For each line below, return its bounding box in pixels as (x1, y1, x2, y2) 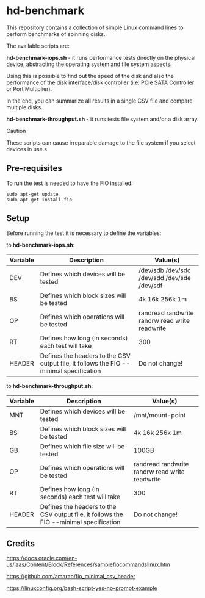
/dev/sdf (138, 281, 163, 290)
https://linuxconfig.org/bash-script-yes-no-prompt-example (6, 585, 157, 592)
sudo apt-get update (6, 191, 59, 197)
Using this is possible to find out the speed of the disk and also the (6, 72, 174, 79)
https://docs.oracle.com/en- (6, 555, 77, 562)
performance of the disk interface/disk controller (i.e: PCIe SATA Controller (6, 79, 195, 86)
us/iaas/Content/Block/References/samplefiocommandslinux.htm (6, 561, 171, 568)
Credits (6, 538, 35, 549)
